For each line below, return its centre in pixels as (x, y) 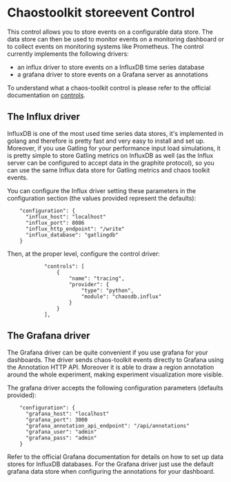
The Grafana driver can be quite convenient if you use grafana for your (108, 352)
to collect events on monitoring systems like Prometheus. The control (106, 46)
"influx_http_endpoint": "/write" (75, 229)
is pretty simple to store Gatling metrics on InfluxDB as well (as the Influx (110, 155)
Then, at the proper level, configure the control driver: (84, 254)
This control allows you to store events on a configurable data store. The (110, 32)
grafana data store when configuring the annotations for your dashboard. (111, 471)
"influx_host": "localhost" (66, 217)
